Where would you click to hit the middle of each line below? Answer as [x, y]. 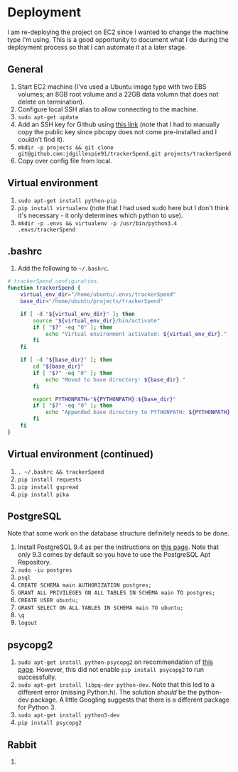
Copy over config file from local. [65, 161]
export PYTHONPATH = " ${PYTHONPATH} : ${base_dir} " [104, 399]
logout [27, 623]
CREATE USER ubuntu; [48, 601]
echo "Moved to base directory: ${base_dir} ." [115, 380]
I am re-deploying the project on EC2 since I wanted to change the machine [118, 32]
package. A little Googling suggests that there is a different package [130, 700]
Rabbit [22, 745]
